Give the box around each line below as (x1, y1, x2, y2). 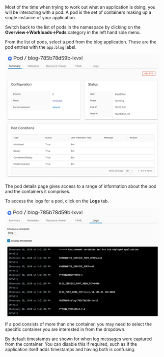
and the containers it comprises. (5, 188, 71, 194)
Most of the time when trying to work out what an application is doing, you (5, 4, 156, 10)
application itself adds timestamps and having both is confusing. (5, 346, 136, 352)
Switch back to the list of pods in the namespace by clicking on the (5, 24, 141, 30)
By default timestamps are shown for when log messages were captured (5, 336, 152, 342)
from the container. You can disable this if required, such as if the (5, 341, 137, 347)
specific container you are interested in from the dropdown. (5, 326, 126, 332)
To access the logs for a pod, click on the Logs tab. (5, 198, 109, 204)
